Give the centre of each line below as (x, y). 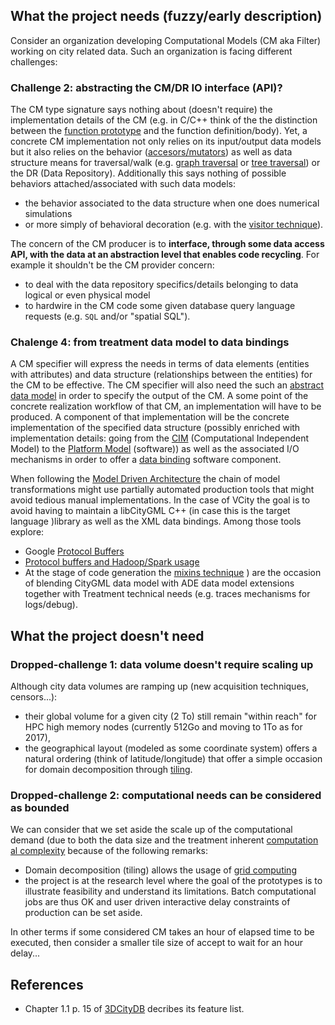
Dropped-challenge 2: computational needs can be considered (166, 796)
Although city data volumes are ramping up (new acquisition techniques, (159, 686)
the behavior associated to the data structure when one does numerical (172, 203)
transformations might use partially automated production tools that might (162, 490)
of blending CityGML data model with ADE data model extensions (159, 583)
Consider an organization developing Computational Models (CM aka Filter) (166, 40)
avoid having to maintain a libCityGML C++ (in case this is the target (150, 511)
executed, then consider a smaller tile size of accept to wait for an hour (157, 943)
